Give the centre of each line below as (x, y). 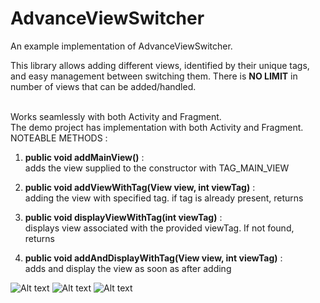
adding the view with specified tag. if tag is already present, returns (164, 198)
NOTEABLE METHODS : (59, 138)
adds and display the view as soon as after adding (128, 268)
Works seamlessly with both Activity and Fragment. (116, 116)
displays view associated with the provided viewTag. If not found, (159, 228)
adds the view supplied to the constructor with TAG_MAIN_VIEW (157, 168)
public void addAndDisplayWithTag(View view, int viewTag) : (153, 258)
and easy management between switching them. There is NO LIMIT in (154, 76)
